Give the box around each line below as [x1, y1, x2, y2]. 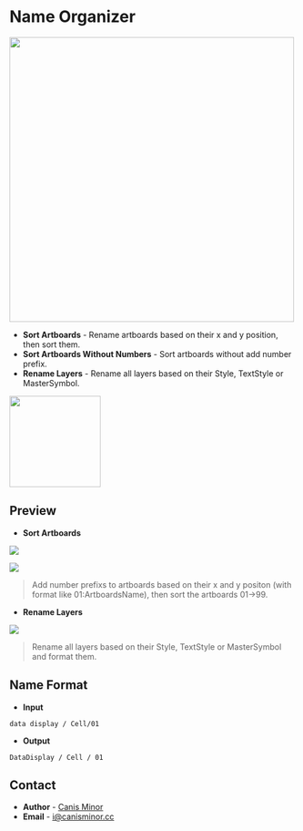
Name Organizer [9, 6, 136, 27]
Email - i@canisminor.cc [22, 811, 115, 822]
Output [22, 735, 51, 746]
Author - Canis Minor [22, 802, 104, 813]
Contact [9, 777, 56, 793]
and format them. [31, 651, 97, 662]
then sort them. [22, 339, 81, 350]
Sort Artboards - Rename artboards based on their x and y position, [22, 329, 279, 340]
